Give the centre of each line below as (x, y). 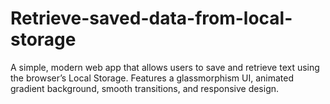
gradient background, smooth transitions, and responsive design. (145, 88)
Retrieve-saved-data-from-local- (151, 18)
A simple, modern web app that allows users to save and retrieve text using (165, 67)
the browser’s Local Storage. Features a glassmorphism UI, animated (152, 78)
